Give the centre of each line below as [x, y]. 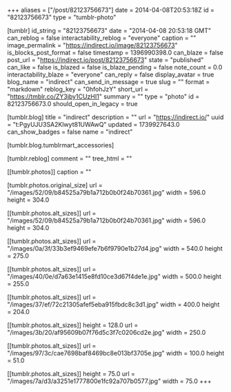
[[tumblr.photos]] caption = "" [49, 172]
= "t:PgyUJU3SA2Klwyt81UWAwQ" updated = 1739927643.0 [94, 124]
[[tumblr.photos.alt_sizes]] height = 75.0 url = [71, 374]
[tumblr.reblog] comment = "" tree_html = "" [70, 158]
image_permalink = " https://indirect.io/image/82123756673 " [92, 45]
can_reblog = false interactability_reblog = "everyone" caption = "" [102, 38]
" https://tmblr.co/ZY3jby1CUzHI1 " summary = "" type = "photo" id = [103, 96]
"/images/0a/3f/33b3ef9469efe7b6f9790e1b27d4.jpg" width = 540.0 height [115, 248]
